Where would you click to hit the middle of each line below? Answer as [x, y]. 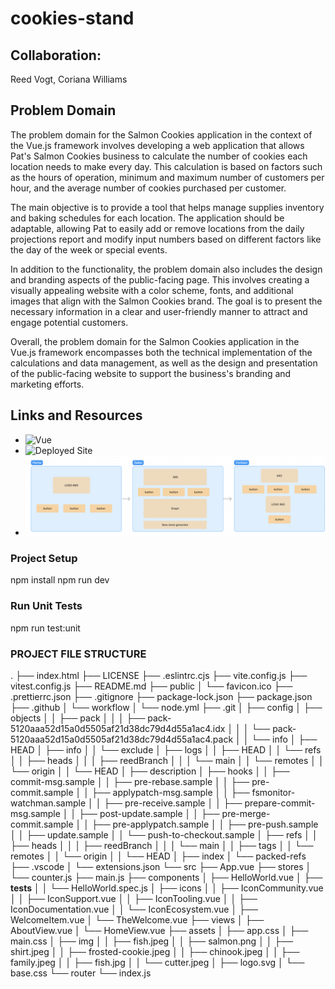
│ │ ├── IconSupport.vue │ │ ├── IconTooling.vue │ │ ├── [134, 898]
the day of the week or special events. [89, 249]
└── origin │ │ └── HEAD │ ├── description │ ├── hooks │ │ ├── [150, 771]
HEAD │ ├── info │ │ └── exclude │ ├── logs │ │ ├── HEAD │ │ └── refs [166, 750]
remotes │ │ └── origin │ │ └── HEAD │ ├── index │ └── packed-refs [158, 856]
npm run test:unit [45, 628]
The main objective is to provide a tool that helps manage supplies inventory [167, 207]
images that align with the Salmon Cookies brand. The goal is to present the [166, 301]
